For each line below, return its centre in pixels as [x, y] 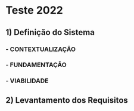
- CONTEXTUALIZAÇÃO [40, 49]
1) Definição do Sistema [50, 32]
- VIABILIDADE [27, 81]
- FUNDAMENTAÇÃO [36, 65]
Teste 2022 [34, 10]
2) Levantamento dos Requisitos [67, 100]
